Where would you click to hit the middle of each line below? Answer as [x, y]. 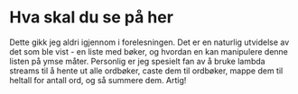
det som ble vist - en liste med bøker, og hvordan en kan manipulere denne [149, 51]
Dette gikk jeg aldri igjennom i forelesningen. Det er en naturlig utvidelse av [149, 42]
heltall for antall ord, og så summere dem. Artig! [98, 80]
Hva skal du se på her [92, 17]
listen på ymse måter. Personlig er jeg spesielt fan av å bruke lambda [137, 61]
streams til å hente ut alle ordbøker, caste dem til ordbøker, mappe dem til [146, 71]
